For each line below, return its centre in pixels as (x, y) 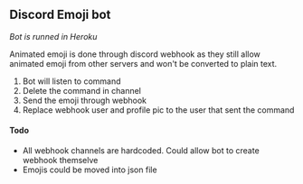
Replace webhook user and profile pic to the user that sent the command (158, 110)
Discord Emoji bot (60, 15)
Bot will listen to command (71, 81)
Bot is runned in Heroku (53, 36)
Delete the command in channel (82, 90)
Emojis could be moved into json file (90, 170)
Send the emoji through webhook (85, 100)
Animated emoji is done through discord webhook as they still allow (135, 54)
